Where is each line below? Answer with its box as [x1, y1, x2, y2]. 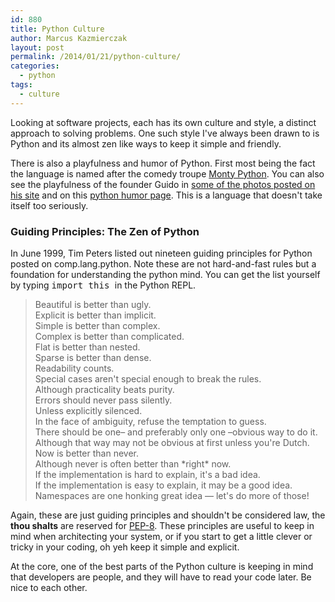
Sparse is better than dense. [34, 351, 152, 363]
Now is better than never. [34, 447, 140, 459]
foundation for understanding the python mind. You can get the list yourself [10, 268, 321, 280]
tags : [10, 80, 33, 90]
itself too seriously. [10, 199, 89, 211]
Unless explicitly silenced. [34, 404, 143, 416]
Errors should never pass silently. [34, 394, 173, 406]
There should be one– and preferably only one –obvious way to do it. [34, 426, 318, 438]
